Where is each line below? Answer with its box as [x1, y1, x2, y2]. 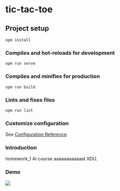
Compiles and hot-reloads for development [5, 49, 115, 56]
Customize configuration [5, 119, 69, 126]
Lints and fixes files [5, 96, 55, 103]
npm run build [5, 84, 36, 90]
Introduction [5, 144, 37, 152]
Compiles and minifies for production [5, 73, 100, 80]
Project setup [5, 24, 50, 33]
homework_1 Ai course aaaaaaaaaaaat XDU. [5, 156, 98, 162]
